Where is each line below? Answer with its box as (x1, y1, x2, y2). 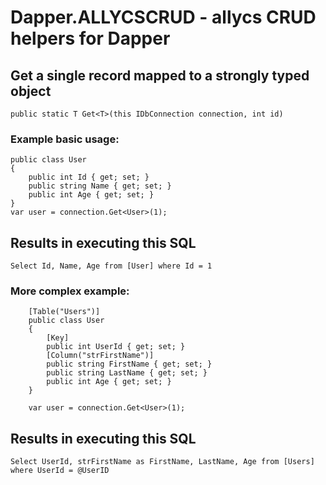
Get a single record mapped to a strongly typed (10, 67, 310, 84)
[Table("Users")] (28, 307, 101, 317)
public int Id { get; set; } (28, 172, 150, 183)
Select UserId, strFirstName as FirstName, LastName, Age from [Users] (10, 457, 315, 467)
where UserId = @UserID (10, 466, 110, 476)
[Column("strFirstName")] (46, 351, 155, 361)
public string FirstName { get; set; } (46, 359, 213, 370)
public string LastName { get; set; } (46, 368, 208, 378)
